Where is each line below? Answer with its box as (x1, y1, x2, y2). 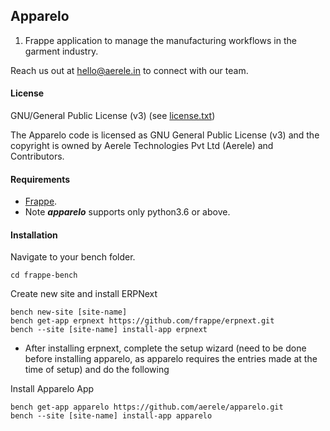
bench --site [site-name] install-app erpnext (10, 325, 208, 335)
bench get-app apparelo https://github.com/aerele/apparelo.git (10, 402, 284, 413)
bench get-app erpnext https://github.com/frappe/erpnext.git (10, 316, 275, 326)
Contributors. (10, 150, 65, 163)
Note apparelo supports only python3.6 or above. (24, 206, 231, 218)
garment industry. (24, 45, 99, 57)
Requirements (10, 173, 71, 185)
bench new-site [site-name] (10, 307, 128, 318)
